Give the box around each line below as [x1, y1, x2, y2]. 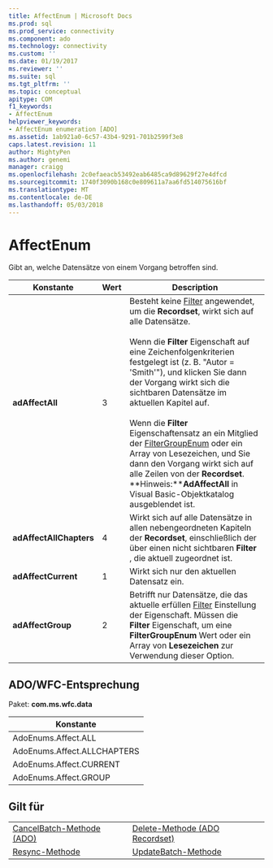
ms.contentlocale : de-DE [8, 193, 93, 202]
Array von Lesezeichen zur [129, 640, 234, 651]
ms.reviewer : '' [8, 65, 63, 73]
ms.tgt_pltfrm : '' [8, 80, 71, 88]
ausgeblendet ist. [129, 499, 196, 510]
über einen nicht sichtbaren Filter [129, 542, 258, 553]
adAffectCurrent [12, 571, 78, 582]
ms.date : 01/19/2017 [8, 58, 79, 66]
